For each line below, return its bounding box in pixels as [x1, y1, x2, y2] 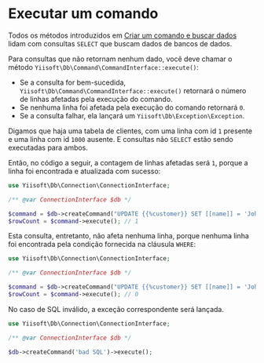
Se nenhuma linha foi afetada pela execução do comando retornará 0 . [19, 103, 245, 112]
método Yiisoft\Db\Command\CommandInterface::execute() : [8, 62, 199, 71]
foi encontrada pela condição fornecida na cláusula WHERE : [8, 240, 196, 249]
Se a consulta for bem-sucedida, [19, 78, 126, 87]
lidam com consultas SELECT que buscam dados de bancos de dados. [8, 38, 233, 48]
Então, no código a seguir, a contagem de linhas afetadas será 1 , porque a [8, 158, 249, 167]
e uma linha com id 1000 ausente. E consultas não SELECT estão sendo [8, 134, 233, 143]
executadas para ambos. [8, 143, 89, 152]
